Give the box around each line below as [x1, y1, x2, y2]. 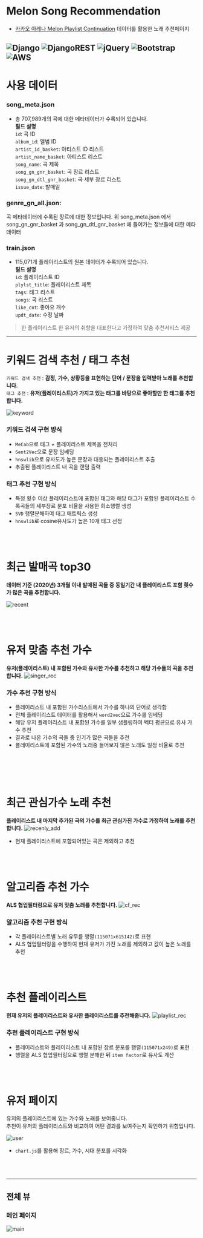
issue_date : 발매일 [14, 183, 60, 190]
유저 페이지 [6, 1094, 58, 1107]
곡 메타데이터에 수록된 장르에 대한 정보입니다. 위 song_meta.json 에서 [6, 213, 171, 220]
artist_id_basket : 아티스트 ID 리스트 [14, 145, 105, 153]
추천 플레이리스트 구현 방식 [6, 1029, 80, 1037]
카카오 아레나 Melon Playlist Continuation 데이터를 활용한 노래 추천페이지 [14, 25, 190, 32]
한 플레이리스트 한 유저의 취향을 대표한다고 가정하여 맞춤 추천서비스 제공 [21, 324, 191, 331]
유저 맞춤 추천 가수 [6, 644, 92, 657]
